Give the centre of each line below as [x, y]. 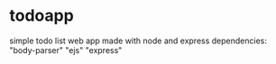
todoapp [41, 16]
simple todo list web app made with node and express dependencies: [138, 41]
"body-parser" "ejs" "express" [66, 50]
